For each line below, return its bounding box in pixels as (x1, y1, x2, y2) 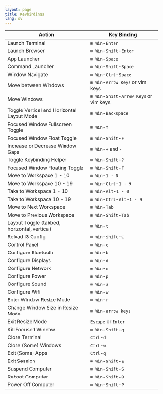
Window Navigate (7, 71, 48, 78)
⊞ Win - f (90, 124, 109, 131)
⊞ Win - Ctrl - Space (90, 71, 132, 78)
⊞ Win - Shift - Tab (90, 212, 130, 219)
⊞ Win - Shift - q (90, 326, 124, 333)
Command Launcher (7, 63, 54, 70)
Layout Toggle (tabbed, (7, 220, 61, 226)
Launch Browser (7, 47, 45, 54)
